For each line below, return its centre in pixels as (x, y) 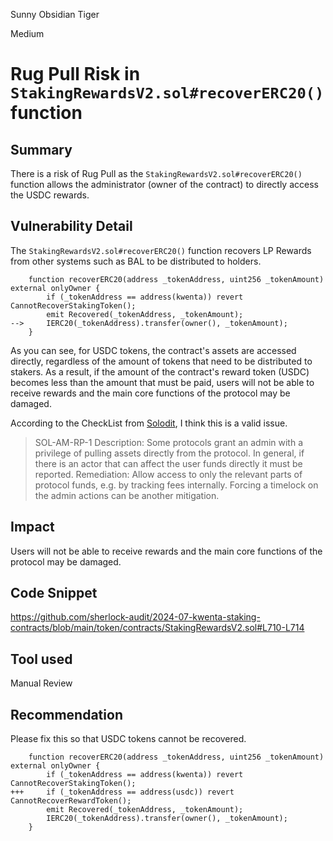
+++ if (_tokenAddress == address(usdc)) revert (122, 792)
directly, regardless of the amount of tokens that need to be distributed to (161, 361)
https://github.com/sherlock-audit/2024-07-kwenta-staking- (135, 617)
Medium (27, 33)
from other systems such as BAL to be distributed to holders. (136, 261)
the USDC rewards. (50, 195)
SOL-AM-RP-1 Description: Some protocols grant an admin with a (169, 442)
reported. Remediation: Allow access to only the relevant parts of (168, 474)
